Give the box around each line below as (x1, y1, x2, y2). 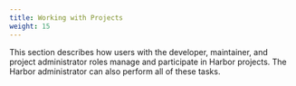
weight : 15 (9, 22, 51, 31)
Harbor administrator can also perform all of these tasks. (9, 65, 221, 77)
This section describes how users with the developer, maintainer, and (9, 46, 269, 57)
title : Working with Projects (9, 13, 124, 23)
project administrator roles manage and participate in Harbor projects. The (9, 56, 287, 67)
